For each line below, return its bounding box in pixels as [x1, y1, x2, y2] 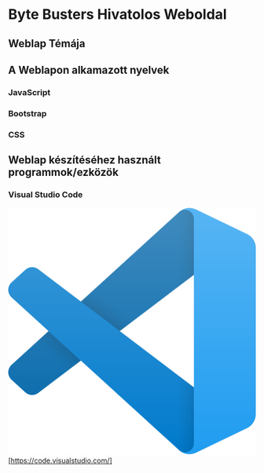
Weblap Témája [8, 37, 86, 50]
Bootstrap [8, 108, 47, 119]
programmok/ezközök [8, 166, 119, 179]
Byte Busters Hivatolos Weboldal [8, 5, 227, 24]
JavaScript [8, 86, 51, 97]
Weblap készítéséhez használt [8, 153, 161, 167]
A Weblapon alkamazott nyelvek [8, 63, 170, 76]
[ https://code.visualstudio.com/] [8, 456, 112, 465]
